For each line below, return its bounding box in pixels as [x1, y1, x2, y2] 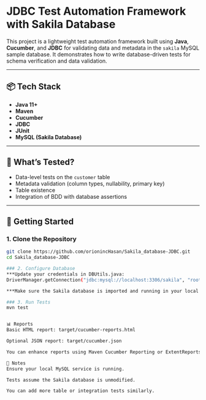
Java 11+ [15, 101, 38, 108]
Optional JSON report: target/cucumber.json [6, 338, 122, 344]
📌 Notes [6, 360, 26, 366]
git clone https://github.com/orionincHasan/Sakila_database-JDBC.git [6, 248, 191, 255]
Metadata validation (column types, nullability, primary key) [15, 180, 165, 187]
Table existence [15, 186, 56, 194]
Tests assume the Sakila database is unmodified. [6, 377, 136, 383]
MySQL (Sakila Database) [15, 133, 82, 140]
